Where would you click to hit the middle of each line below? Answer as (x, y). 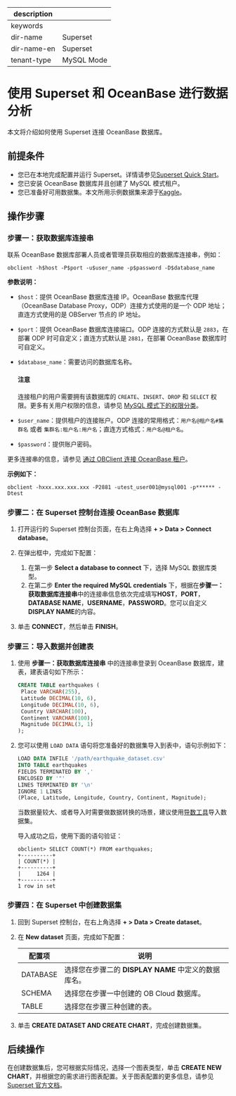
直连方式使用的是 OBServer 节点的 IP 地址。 (81, 314)
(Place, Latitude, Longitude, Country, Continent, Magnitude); (112, 798)
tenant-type (31, 60)
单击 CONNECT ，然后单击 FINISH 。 (70, 626)
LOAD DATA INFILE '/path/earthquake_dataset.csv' (92, 759)
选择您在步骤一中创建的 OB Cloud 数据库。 (135, 993)
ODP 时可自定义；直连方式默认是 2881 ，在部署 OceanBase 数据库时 (129, 338)
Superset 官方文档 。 (37, 1085)
